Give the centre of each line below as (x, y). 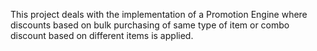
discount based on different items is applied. (102, 35)
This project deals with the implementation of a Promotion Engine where (159, 14)
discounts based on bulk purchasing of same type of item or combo (150, 25)
